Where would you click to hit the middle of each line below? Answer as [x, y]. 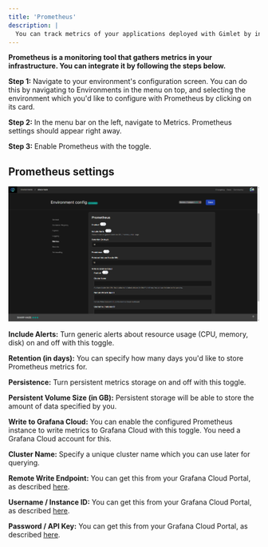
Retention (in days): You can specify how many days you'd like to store [126, 358]
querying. [24, 462]
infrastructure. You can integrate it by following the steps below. [117, 66]
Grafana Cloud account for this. [60, 438]
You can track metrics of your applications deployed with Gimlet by [133, 34]
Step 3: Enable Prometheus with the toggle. [80, 146]
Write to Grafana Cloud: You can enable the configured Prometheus [120, 421]
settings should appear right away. [65, 131]
